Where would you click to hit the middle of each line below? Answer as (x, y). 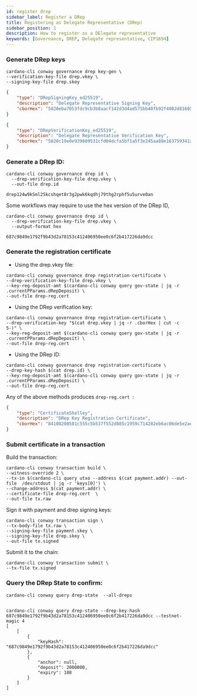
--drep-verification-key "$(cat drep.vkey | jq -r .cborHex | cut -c (93, 323)
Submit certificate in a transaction (56, 444)
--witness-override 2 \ (35, 473)
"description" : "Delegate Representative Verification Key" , (93, 136)
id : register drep (28, 11)
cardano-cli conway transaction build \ (56, 468)
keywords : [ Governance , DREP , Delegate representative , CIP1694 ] (87, 39)
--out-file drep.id (35, 184)
